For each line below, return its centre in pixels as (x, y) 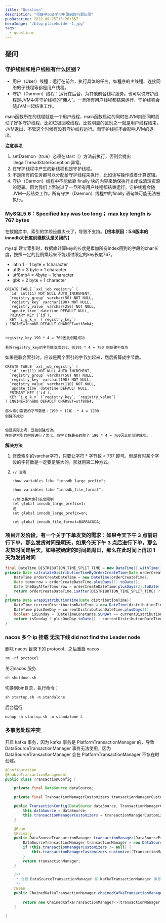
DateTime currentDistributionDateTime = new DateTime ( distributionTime (89, 605)
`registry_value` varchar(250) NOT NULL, (53, 306)
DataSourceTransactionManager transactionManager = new (82, 843)
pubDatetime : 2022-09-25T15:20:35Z (42, 19)
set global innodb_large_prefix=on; (50, 513)
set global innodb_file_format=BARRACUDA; (57, 522)
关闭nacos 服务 (21, 668)
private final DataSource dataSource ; (54, 788)
